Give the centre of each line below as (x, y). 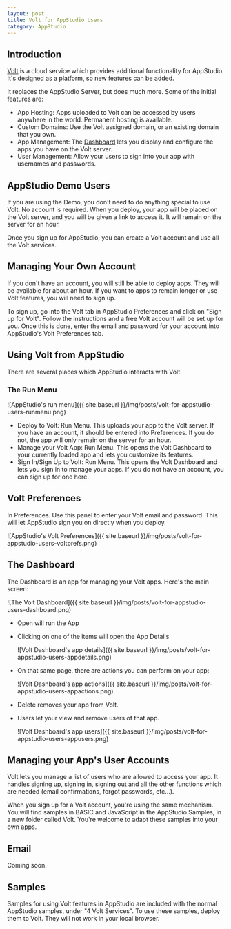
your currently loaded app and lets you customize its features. (105, 454)
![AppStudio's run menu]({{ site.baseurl (63, 404)
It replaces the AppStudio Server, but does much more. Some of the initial (112, 92)
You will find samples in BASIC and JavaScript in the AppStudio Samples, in (114, 812)
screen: (18, 588)
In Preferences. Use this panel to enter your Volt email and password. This (113, 515)
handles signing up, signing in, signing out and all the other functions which (114, 784)
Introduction (34, 54)
